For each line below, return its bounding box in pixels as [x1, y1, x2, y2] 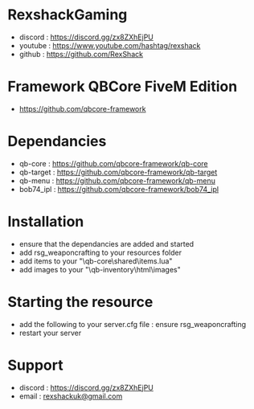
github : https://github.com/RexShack [18, 49, 144, 59]
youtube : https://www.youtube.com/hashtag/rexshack [18, 40, 201, 50]
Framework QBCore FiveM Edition [7, 78, 238, 96]
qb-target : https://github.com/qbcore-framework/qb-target [18, 167, 218, 177]
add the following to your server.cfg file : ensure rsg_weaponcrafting [18, 319, 247, 329]
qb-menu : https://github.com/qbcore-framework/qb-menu [18, 175, 216, 186]
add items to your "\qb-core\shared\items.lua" [18, 256, 173, 266]
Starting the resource [7, 292, 154, 311]
